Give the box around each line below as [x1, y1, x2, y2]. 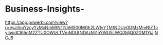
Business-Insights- [5, 3, 85, 15]
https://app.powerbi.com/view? [5, 19, 68, 25]
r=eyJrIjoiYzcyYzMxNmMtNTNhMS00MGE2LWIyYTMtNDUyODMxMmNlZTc [5, 24, 158, 30]
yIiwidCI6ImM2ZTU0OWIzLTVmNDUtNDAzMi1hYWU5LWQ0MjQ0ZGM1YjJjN [5, 30, 158, 35]
